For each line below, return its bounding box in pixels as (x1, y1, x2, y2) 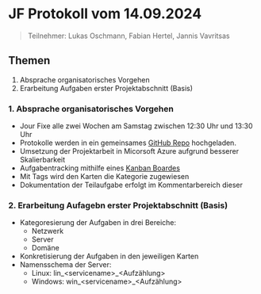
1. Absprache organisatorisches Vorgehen (8, 103, 175, 114)
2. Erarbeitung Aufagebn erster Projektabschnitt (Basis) (8, 200, 228, 211)
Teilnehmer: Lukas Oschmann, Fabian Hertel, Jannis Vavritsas (27, 31, 230, 40)
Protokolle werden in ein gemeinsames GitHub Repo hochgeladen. (19, 138, 236, 147)
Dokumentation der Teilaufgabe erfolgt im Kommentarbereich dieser (19, 180, 244, 190)
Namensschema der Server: (19, 260, 112, 269)
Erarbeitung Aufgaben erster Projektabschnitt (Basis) (19, 83, 193, 93)
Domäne (31, 243, 59, 253)
